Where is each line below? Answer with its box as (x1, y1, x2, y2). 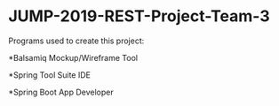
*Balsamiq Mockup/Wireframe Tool (8, 52, 139, 63)
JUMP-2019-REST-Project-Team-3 (8, 6, 270, 26)
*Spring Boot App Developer (8, 87, 114, 97)
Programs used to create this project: (8, 35, 145, 46)
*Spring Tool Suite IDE (8, 69, 91, 80)
